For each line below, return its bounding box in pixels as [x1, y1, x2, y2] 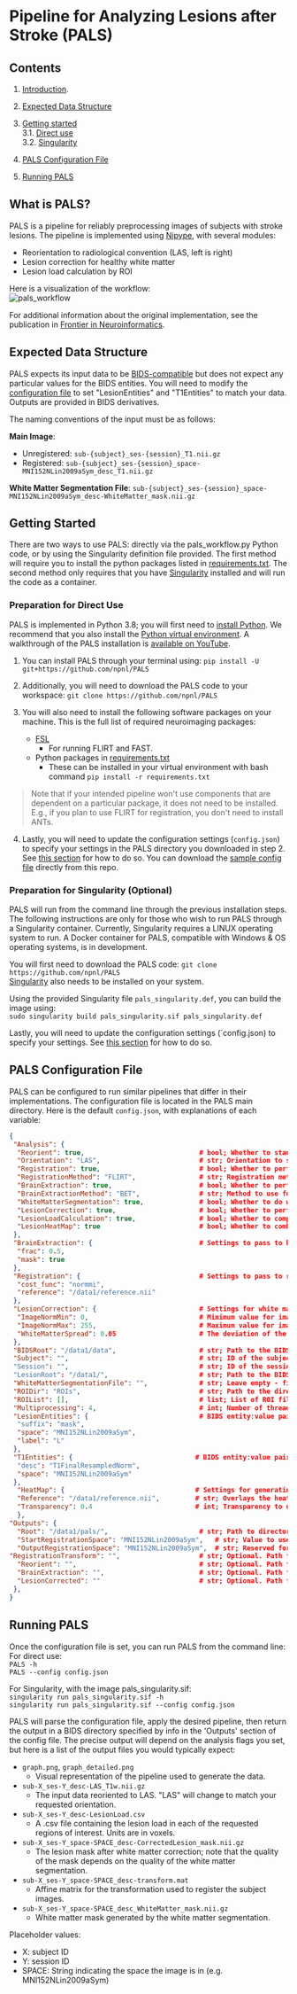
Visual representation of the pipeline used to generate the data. [34, 1771, 266, 1781]
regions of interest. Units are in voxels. [34, 1827, 176, 1838]
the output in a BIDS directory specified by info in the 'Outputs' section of [9, 1725, 277, 1736]
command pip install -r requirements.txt [48, 771, 210, 782]
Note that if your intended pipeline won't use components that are [30, 788, 271, 798]
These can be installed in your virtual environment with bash [48, 761, 269, 772]
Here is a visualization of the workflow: [9, 283, 151, 293]
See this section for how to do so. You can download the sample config [21, 853, 282, 863]
